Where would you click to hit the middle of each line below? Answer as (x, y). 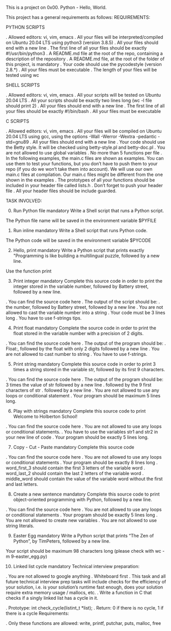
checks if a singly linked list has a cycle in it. (52, 598)
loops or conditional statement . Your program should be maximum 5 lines (83, 396)
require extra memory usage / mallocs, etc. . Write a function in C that (79, 592)
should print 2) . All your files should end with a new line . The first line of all (85, 106)
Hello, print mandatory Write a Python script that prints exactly (79, 250)
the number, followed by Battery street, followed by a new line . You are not (84, 307)
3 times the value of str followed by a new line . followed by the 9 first (79, 385)
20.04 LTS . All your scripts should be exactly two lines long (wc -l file (79, 100)
